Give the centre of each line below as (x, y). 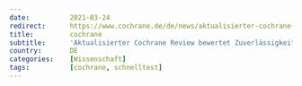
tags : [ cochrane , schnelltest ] (86, 68)
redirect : (28, 26)
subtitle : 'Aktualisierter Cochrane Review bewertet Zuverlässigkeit (152, 43)
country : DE (44, 51)
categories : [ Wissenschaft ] (68, 59)
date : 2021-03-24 (60, 17)
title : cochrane (56, 34)
